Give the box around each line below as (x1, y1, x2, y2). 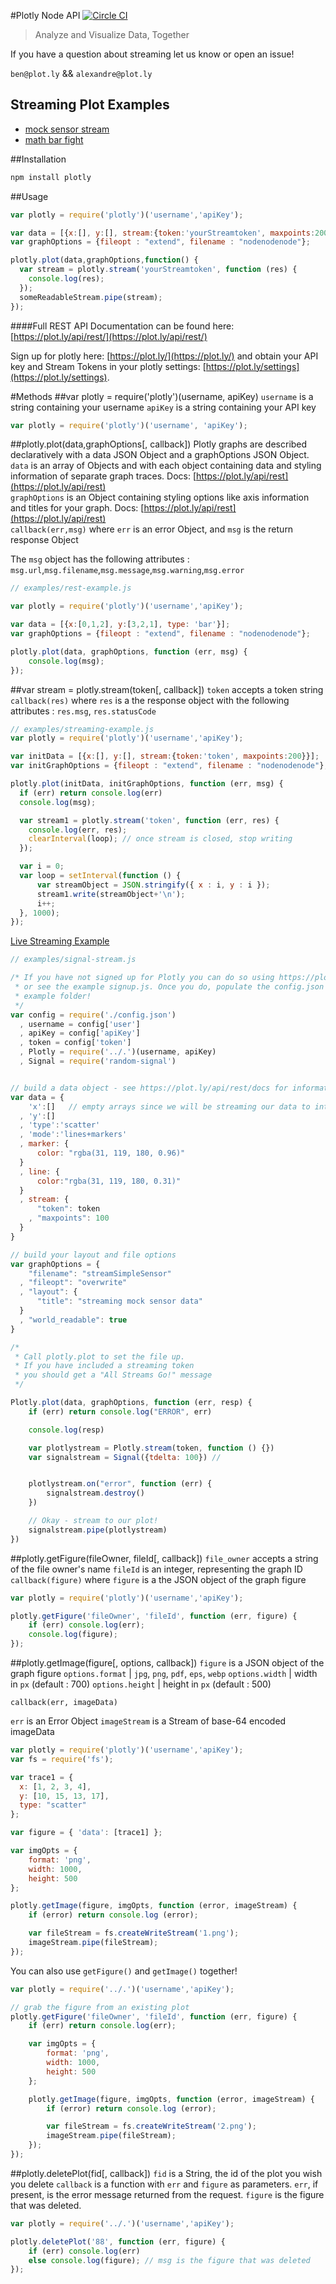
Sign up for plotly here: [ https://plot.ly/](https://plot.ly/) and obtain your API (10, 350, 319, 362)
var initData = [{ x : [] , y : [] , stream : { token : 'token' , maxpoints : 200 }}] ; (10, 751, 320, 762)
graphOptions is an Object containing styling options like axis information (10, 491, 310, 504)
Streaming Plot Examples (10, 96, 170, 114)
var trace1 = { (10, 1772, 74, 1782)
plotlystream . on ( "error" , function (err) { (28, 1479, 213, 1489)
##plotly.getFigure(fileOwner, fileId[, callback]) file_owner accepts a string (10, 1552, 319, 1564)
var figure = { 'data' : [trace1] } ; (10, 1828, 163, 1838)
